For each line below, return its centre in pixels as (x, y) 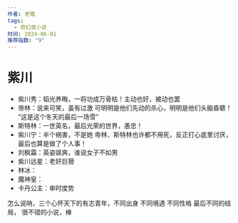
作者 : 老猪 (21, 14)
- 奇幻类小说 (31, 27)
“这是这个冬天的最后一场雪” (58, 117)
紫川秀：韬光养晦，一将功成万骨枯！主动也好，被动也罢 (99, 99)
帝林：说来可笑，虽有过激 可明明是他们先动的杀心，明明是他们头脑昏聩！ (125, 108)
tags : (15, 21)
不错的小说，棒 (50, 212)
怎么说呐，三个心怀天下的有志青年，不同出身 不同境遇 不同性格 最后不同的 (116, 203)
